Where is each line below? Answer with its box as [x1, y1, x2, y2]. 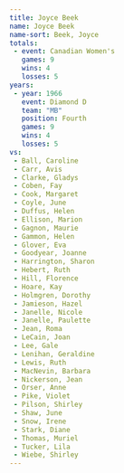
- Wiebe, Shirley [13, 450, 79, 459]
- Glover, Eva [13, 241, 67, 250]
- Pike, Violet [13, 392, 71, 401]
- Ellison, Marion [13, 214, 83, 224]
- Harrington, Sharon [13, 257, 95, 267]
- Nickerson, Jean [13, 374, 83, 384]
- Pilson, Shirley [13, 400, 83, 410]
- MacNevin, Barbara [13, 366, 91, 375]
